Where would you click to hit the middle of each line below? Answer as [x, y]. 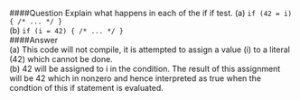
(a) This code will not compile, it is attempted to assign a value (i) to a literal [150, 50]
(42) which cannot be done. [61, 59]
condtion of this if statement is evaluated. [87, 88]
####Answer [34, 40]
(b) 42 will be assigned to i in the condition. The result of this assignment [145, 68]
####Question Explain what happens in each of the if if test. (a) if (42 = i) [150, 13]
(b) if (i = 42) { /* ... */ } [66, 30]
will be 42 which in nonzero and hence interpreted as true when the [136, 78]
